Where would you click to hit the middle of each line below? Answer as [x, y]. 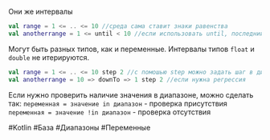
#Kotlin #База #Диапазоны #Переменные [80, 127]
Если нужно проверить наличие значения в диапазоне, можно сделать [131, 94]
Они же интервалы [41, 12]
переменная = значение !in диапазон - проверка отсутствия [110, 112]
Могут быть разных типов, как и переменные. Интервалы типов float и [131, 49]
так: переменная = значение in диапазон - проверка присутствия [118, 103]
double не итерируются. [49, 57]
